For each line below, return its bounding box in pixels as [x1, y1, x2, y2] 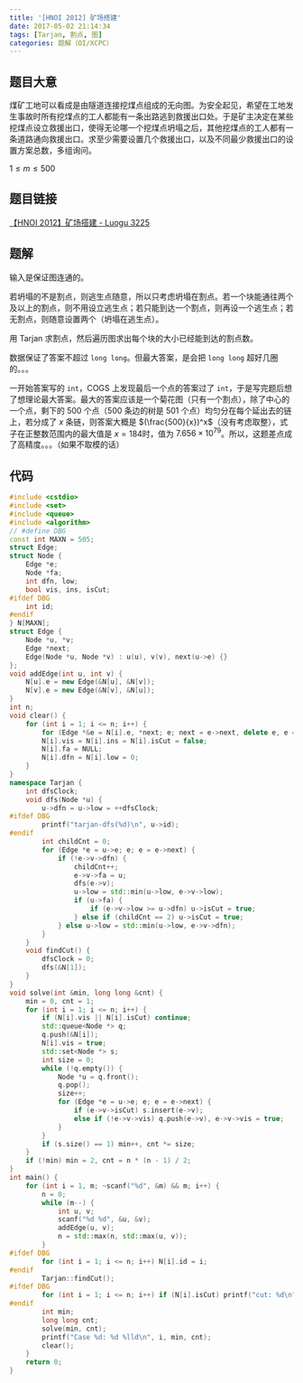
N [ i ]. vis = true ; [41, 1039, 106, 1048]
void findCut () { [25, 946, 91, 956]
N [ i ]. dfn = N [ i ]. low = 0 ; [41, 753, 140, 762]
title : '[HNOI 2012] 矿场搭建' [9, 13, 122, 23]
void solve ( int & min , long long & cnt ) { [9, 988, 164, 997]
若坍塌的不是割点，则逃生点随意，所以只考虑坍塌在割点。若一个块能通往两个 [9, 291, 294, 302]
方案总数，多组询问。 [16, 145, 96, 156]
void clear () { [9, 711, 67, 720]
